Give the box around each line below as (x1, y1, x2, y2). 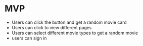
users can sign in (11, 35, 47, 41)
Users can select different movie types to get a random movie (11, 30, 138, 36)
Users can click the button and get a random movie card (11, 19, 127, 25)
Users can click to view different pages (11, 24, 92, 30)
